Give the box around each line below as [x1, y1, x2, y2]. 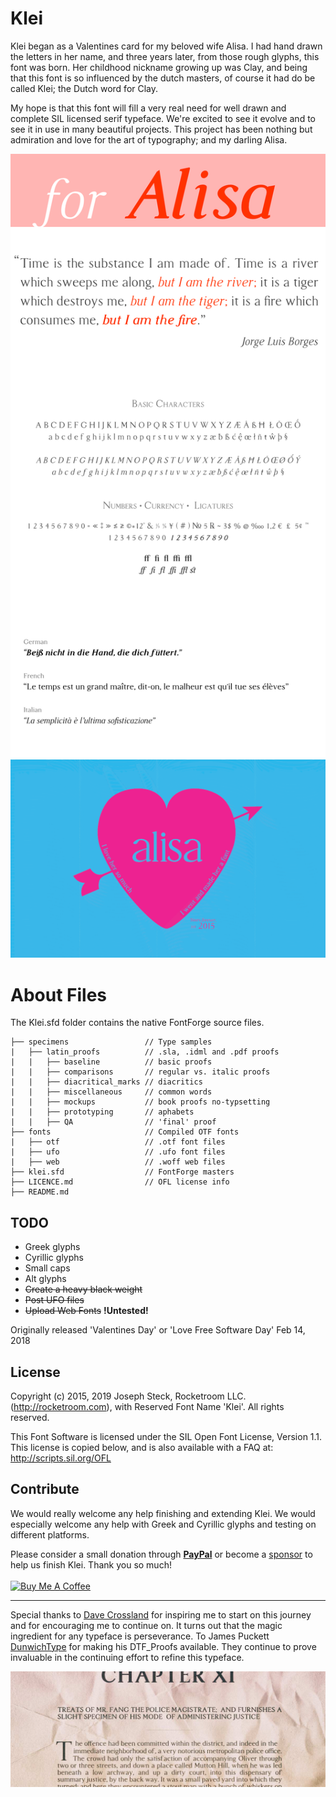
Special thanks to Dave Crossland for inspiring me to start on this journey [10, 1608, 312, 1621]
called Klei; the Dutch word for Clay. [10, 82, 159, 94]
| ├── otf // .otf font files [10, 1137, 226, 1147]
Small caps [24, 1262, 71, 1274]
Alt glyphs [24, 1273, 67, 1285]
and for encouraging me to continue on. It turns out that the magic [10, 1619, 283, 1631]
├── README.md [10, 1187, 70, 1197]
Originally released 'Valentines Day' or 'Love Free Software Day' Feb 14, [10, 1324, 306, 1336]
